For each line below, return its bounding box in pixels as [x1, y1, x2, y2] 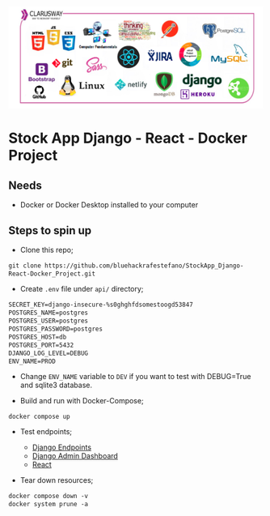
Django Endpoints [32, 442, 91, 452]
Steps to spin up [8, 224, 92, 237]
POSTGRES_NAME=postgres [8, 309, 89, 318]
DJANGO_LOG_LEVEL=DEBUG [8, 349, 89, 358]
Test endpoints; [19, 427, 73, 437]
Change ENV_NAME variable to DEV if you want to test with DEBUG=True [19, 372, 251, 382]
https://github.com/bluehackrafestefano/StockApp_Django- [44, 262, 244, 270]
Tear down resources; [19, 475, 94, 485]
